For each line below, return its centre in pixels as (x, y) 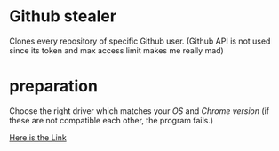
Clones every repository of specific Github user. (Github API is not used (140, 41)
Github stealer (63, 16)
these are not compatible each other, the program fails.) (112, 120)
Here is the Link (38, 137)
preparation (53, 87)
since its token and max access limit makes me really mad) (116, 50)
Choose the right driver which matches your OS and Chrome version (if (139, 111)
